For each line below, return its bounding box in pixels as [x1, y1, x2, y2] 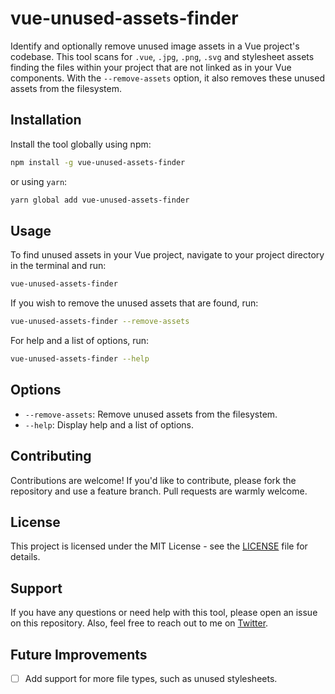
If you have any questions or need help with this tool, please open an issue [10, 607, 318, 619]
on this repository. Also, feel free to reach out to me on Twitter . [10, 617, 269, 629]
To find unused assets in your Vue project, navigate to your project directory [10, 249, 325, 261]
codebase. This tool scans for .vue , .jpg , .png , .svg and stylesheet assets [10, 50, 315, 62]
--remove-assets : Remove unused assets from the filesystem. [24, 408, 278, 420]
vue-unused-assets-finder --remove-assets [10, 317, 190, 327]
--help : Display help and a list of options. [24, 418, 195, 431]
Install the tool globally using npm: [10, 138, 152, 150]
